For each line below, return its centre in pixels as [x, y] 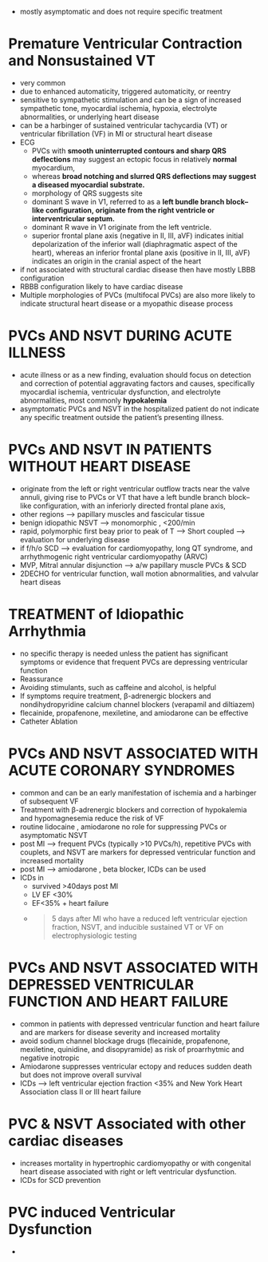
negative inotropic [49, 1058]
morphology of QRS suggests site [87, 193]
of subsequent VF [49, 801]
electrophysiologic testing [94, 935]
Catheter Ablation [49, 721]
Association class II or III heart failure [81, 1091]
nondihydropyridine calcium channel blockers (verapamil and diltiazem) [137, 704]
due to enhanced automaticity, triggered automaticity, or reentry [125, 91]
